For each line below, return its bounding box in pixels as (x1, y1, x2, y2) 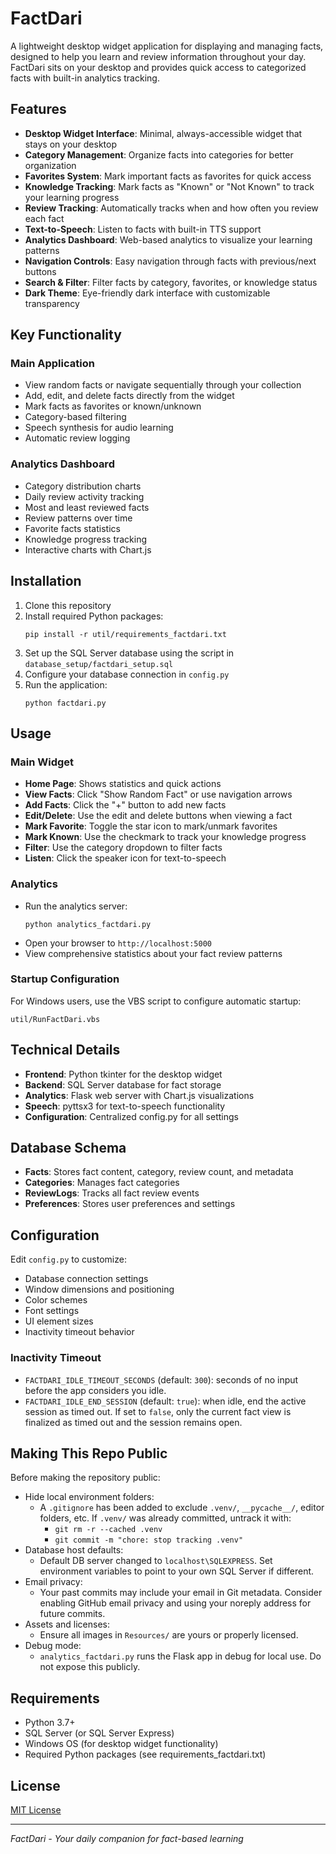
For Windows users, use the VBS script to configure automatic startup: (10, 995, 302, 1007)
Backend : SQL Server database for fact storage (24, 1078, 222, 1091)
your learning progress (24, 191, 120, 203)
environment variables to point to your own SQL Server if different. (39, 1565, 315, 1577)
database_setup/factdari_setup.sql (24, 659, 174, 669)
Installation (10, 573, 82, 590)
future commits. (39, 1608, 106, 1620)
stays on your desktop (24, 138, 117, 150)
